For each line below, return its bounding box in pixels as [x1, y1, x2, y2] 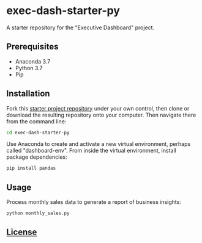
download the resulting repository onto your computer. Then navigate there [6, 111, 196, 118]
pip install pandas [6, 165, 56, 172]
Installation [6, 89, 50, 99]
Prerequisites [6, 42, 59, 52]
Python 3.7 [15, 64, 43, 71]
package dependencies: [6, 153, 67, 161]
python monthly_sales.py [6, 210, 70, 217]
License [6, 227, 37, 238]
